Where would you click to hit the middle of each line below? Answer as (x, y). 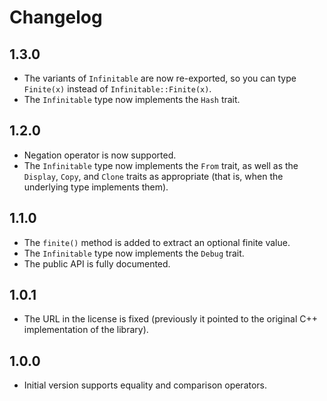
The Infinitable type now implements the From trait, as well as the (161, 165)
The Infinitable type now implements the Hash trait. (132, 99)
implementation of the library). (86, 330)
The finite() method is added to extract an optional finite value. (157, 242)
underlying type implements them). (96, 187)
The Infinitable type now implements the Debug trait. (134, 253)
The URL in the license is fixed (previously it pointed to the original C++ (171, 319)
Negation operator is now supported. (100, 155)
